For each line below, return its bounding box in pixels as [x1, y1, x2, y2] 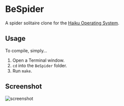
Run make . [12, 68, 32, 74]
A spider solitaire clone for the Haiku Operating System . [5, 20, 120, 26]
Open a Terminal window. [12, 57, 65, 63]
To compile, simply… [5, 47, 47, 53]
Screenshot [5, 82, 42, 91]
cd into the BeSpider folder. [12, 62, 67, 68]
